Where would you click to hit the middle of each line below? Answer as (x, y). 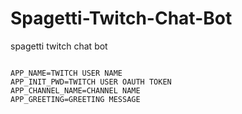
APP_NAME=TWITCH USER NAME (66, 73)
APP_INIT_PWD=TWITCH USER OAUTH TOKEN (91, 82)
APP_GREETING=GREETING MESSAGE (75, 99)
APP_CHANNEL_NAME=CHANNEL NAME (75, 90)
